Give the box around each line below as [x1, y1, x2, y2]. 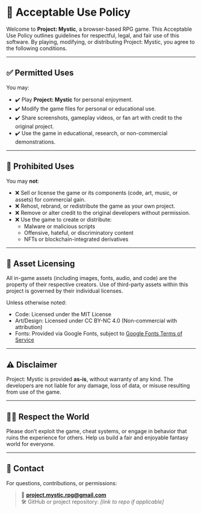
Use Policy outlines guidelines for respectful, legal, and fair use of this [6, 31, 179, 39]
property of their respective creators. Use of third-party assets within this [6, 281, 188, 288]
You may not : [6, 177, 40, 185]
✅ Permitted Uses [6, 68, 74, 78]
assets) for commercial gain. [14, 196, 86, 203]
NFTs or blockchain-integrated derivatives [23, 235, 129, 243]
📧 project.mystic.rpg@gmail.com [20, 491, 106, 499]
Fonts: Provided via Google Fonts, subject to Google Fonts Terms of [14, 330, 183, 337]
